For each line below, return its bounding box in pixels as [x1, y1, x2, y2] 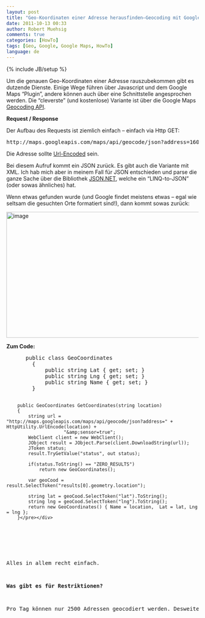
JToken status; [28, 445, 67, 451]
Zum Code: [6, 342, 35, 350]
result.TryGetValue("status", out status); [28, 450, 140, 456]
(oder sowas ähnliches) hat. [6, 181, 76, 189]
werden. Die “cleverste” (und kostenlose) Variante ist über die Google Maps [6, 96, 196, 104]
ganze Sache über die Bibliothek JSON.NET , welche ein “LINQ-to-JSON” [6, 174, 189, 182]
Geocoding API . [6, 103, 46, 110]
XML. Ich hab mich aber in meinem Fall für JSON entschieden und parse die [6, 168, 197, 176]
